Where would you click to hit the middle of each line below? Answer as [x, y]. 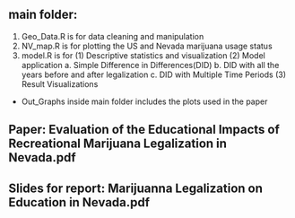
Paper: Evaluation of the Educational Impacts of [144, 130]
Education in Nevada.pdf [79, 202]
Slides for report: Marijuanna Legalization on [136, 188]
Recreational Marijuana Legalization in [118, 144]
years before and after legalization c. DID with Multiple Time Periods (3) [153, 74]
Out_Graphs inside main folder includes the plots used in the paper [144, 101]
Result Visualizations [60, 83]
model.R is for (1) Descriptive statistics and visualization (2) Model [143, 55]
